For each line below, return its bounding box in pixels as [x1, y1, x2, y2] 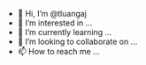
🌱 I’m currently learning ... [17, 27, 112, 37]
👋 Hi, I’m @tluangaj [17, 9, 87, 18]
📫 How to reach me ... [17, 47, 100, 56]
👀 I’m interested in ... [17, 18, 93, 28]
